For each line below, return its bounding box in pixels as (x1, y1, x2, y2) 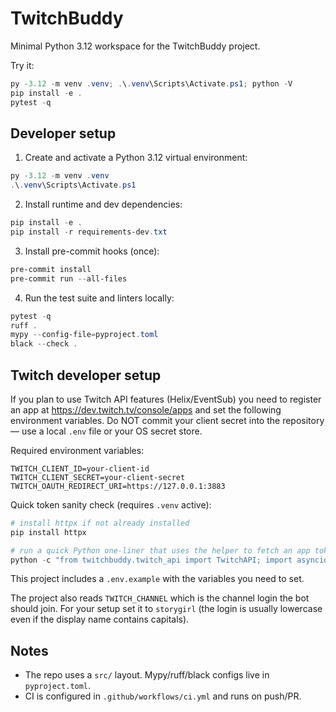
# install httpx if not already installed (10, 518, 190, 528)
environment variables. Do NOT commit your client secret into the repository (10, 414, 325, 426)
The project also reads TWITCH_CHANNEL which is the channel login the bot (10, 592, 310, 604)
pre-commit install (10, 264, 92, 274)
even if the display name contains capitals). (10, 613, 190, 626)
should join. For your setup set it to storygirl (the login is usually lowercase (10, 603, 323, 615)
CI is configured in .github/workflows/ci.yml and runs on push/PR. (24, 690, 302, 702)
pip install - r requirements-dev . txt (10, 227, 168, 237)
